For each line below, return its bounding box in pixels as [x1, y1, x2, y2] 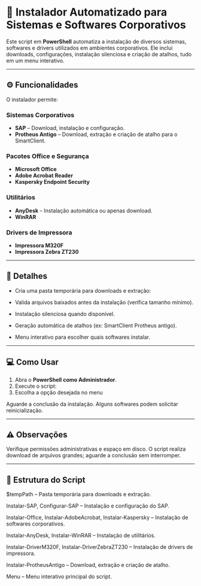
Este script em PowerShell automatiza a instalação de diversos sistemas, [6, 38, 187, 45]
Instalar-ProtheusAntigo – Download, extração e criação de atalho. [6, 561, 170, 569]
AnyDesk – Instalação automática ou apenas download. [14, 207, 153, 214]
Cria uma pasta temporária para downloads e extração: [14, 287, 151, 294]
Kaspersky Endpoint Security [14, 178, 90, 186]
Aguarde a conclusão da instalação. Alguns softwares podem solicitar [6, 400, 178, 408]
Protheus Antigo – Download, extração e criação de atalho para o [14, 131, 178, 138]
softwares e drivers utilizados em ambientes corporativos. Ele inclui [6, 44, 173, 51]
